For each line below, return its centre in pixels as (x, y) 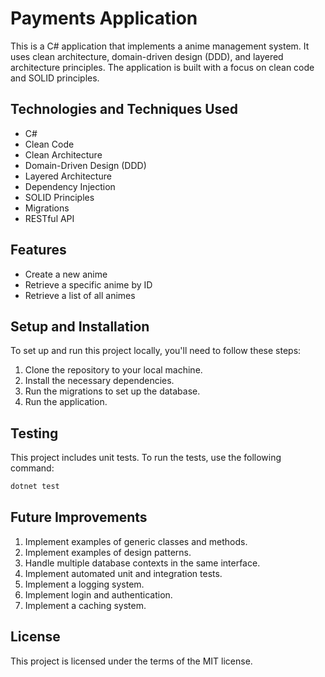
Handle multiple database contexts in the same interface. (142, 563)
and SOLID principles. (55, 78)
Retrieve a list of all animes (80, 295)
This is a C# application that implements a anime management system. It (160, 46)
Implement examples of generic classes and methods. (136, 541)
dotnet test (35, 487)
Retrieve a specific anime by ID (88, 284)
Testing (34, 433)
